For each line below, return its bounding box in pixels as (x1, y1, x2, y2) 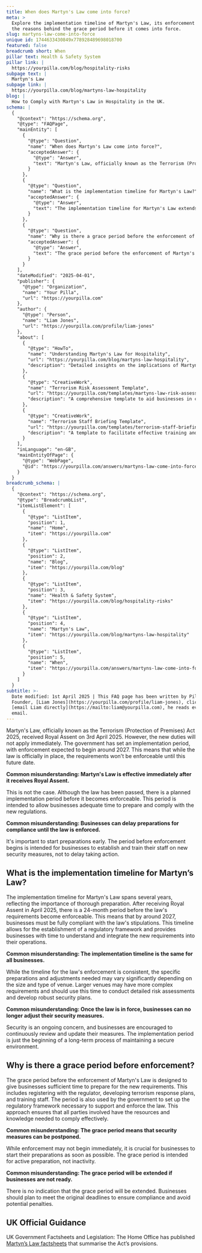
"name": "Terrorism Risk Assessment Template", (28, 384, 149, 391)
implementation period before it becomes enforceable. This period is (6, 795, 176, 802)
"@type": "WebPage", (22, 458, 74, 464)
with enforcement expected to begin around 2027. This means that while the (6, 746, 195, 753)
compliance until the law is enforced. (6, 826, 101, 833)
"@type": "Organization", (22, 284, 87, 290)
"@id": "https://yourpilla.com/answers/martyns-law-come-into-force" (22, 463, 200, 470)
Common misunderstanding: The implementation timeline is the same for (6, 950, 194, 957)
